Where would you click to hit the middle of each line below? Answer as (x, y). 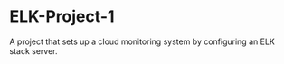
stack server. (33, 50)
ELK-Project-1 (62, 17)
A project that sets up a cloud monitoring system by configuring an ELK (142, 41)
